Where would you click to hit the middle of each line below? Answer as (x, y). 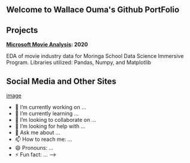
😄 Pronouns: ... (34, 148)
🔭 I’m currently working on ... (50, 107)
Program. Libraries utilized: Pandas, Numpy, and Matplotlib (79, 63)
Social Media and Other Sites (61, 81)
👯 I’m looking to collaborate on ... (55, 120)
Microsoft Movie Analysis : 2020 (47, 45)
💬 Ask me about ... (37, 133)
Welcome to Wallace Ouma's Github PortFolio (93, 10)
